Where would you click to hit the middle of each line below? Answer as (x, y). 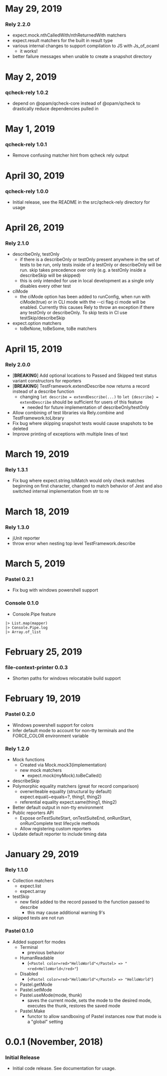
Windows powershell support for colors (53, 725)
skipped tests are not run (38, 918)
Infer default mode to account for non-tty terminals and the (73, 730)
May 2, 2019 (31, 77)
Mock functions (28, 759)
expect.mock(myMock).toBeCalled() (65, 775)
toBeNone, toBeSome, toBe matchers (58, 329)
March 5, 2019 (35, 564)
